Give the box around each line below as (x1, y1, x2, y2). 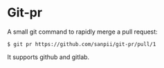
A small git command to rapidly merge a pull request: (7, 27, 158, 36)
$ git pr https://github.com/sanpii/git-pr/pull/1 (7, 41, 156, 47)
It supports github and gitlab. (7, 53, 90, 61)
